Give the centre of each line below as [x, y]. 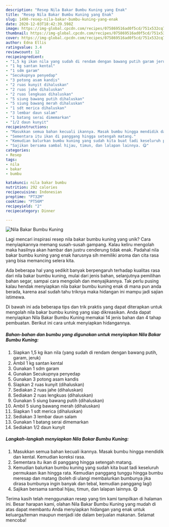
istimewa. [16, 297]
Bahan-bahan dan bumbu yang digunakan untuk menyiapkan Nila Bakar [83, 334]
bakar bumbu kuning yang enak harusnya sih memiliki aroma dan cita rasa [82, 255]
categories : [18, 150]
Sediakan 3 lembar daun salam [45, 417]
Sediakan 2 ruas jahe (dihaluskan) [48, 390]
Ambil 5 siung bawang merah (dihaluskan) [56, 406]
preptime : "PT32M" [25, 197]
